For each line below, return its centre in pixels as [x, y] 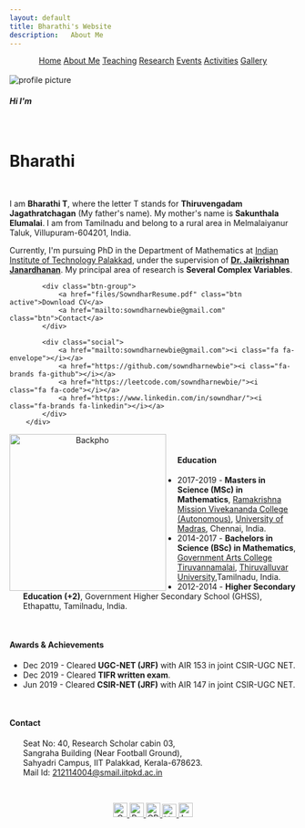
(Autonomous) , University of [230, 519]
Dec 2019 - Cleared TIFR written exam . [97, 675]
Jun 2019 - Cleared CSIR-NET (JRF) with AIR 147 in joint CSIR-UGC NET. [159, 684]
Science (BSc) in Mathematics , [236, 548]
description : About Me [56, 35]
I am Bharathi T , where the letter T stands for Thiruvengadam [126, 204]
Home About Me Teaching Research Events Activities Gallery [153, 61]
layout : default [40, 18]
